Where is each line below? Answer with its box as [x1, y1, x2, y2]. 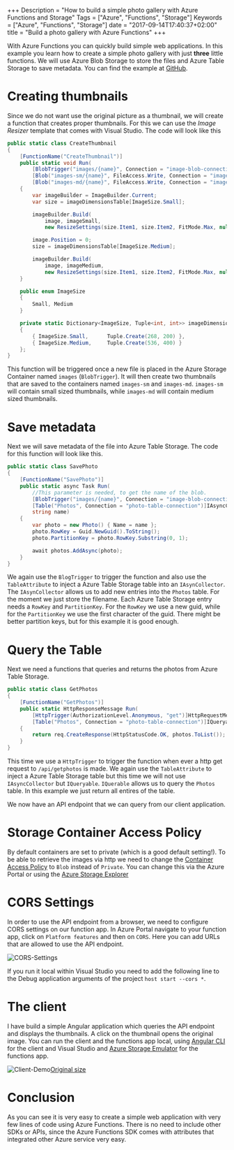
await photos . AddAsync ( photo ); [32, 547, 123, 554]
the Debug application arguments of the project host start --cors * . [7, 974, 206, 982]
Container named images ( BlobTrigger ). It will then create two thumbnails [7, 372, 216, 381]
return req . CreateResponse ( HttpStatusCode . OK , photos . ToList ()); [32, 732, 226, 738]
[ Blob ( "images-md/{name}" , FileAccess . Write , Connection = [32, 179, 208, 186]
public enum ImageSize [19, 288, 86, 295]
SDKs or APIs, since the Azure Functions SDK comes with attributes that [7, 1128, 214, 1136]
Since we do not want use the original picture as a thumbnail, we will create [7, 111, 224, 119]
